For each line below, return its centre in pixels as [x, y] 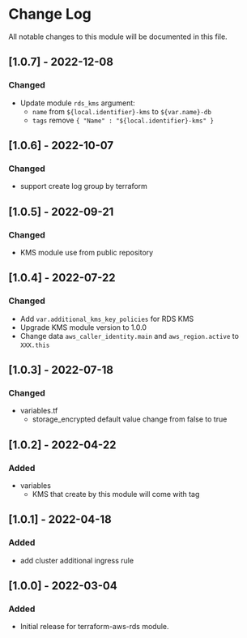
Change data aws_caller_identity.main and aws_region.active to [129, 336]
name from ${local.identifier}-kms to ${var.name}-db [122, 111]
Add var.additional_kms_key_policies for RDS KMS [107, 319]
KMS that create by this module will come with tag [116, 495]
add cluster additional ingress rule [77, 560]
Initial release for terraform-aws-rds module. [94, 627]
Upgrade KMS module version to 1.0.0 [83, 327]
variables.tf [39, 411]
